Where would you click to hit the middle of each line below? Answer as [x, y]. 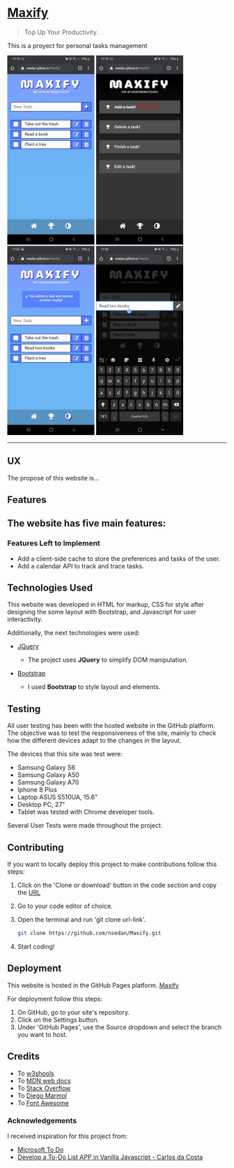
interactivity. [25, 619]
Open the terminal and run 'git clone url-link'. [81, 920]
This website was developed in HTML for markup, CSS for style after [106, 605]
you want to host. [42, 1034]
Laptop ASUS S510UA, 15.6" [57, 797]
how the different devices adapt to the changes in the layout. [94, 741]
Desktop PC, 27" [41, 805]
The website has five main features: [87, 523]
